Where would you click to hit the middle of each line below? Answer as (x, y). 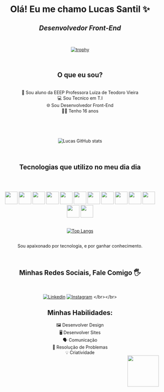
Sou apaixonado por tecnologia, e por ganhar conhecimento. (80, 245)
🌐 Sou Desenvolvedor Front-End (80, 105)
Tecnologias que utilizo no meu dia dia (80, 167)
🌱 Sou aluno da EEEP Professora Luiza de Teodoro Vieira (80, 92)
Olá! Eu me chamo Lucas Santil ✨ (80, 9)
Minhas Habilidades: (80, 313)
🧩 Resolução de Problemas (80, 347)
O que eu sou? (80, 75)
